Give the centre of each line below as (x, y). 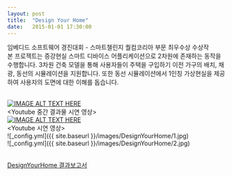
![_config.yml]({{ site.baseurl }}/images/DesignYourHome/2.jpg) (99, 143)
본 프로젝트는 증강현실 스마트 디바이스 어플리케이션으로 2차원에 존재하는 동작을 (114, 56)
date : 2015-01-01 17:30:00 (49, 27)
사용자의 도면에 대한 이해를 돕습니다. (69, 82)
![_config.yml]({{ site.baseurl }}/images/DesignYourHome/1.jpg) (98, 136)
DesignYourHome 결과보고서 (47, 166)
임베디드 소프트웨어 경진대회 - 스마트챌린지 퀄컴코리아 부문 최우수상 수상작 (108, 47)
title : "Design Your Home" (48, 20)
